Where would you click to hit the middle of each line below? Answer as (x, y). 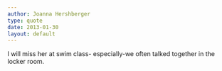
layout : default (31, 34)
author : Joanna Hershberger (49, 14)
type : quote (25, 21)
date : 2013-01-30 (33, 27)
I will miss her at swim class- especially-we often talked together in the (111, 54)
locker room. (26, 62)
